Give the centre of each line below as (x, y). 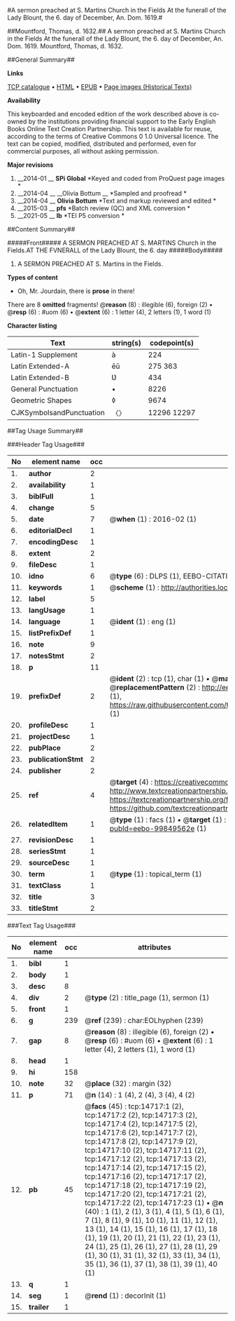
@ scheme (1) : (134, 587)
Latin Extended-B (40, 378)
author (40, 474)
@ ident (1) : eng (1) (143, 622)
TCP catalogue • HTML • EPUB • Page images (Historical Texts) (100, 87)
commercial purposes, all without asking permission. (83, 151)
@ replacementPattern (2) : (155, 687)
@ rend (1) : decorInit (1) (126, 1295)
